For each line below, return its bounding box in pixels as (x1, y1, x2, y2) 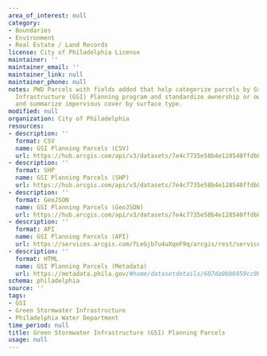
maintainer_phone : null (8, 78, 87, 86)
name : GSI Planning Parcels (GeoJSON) (15, 203, 145, 211)
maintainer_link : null (8, 71, 83, 78)
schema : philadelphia (8, 277, 80, 285)
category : (8, 19, 41, 27)
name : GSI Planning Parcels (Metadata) (15, 262, 148, 270)
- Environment (8, 33, 56, 42)
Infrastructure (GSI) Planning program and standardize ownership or (15, 93, 250, 101)
